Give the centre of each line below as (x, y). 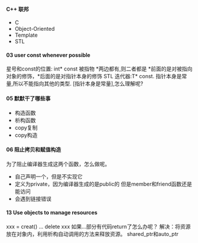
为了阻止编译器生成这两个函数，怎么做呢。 (58, 164)
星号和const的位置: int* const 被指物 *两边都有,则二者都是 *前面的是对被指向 (99, 69)
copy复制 (26, 127)
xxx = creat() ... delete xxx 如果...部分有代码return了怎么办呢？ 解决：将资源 (98, 227)
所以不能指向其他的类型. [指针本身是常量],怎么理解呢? (78, 84)
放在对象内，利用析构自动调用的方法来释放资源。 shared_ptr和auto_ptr (92, 234)
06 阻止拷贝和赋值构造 (33, 150)
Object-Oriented (35, 29)
